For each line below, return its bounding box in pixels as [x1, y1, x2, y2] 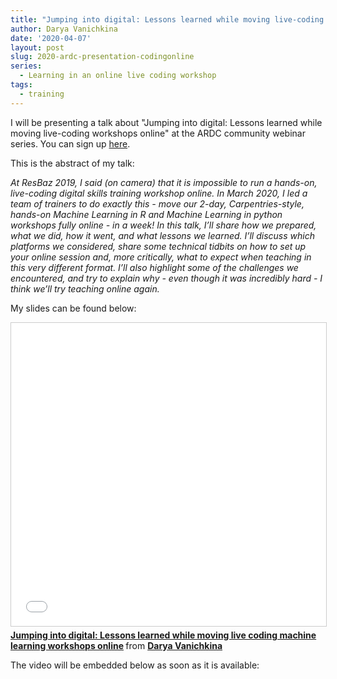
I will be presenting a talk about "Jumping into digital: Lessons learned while [10, 116, 323, 128]
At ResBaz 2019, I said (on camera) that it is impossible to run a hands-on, [10, 176, 318, 188]
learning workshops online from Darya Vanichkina [10, 639, 223, 651]
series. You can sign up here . [10, 137, 131, 150]
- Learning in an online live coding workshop [19, 71, 217, 81]
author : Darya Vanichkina [10, 24, 118, 34]
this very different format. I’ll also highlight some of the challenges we [10, 261, 299, 273]
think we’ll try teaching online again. [10, 282, 160, 295]
